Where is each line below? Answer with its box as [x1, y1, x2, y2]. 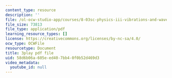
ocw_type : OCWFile [5, 41, 45, 46]
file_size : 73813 [5, 22, 42, 27]
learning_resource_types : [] [5, 31, 68, 36]
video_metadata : [5, 60, 40, 65]
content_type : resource [5, 7, 56, 13]
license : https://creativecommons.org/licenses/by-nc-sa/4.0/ [5, 36, 141, 42]
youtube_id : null [10, 65, 47, 70]
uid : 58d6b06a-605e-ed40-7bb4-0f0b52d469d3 [5, 55, 100, 61]
